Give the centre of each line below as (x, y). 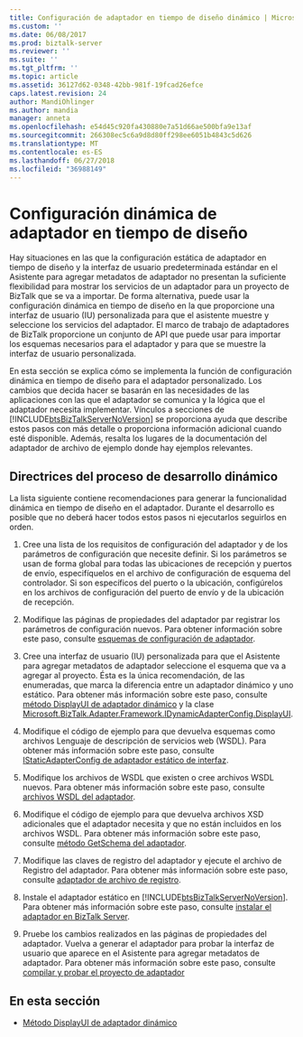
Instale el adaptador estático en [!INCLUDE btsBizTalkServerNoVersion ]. (155, 897)
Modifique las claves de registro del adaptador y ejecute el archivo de (152, 861)
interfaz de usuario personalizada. (73, 354)
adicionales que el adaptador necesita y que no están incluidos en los (152, 824)
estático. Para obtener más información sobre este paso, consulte (145, 695)
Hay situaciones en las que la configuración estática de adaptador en (138, 257)
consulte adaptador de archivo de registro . (102, 880)
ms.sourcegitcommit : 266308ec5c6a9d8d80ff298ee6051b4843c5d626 (131, 135)
